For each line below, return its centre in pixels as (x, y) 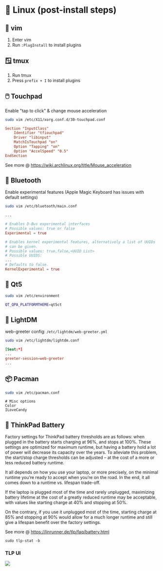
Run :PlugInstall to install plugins (47, 45)
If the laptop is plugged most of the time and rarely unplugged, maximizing (80, 492)
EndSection (16, 156)
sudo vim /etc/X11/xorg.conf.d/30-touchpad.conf (55, 119)
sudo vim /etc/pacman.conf (32, 393)
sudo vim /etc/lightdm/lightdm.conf (42, 341)
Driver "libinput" (32, 137)
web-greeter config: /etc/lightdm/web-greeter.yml (56, 332)
